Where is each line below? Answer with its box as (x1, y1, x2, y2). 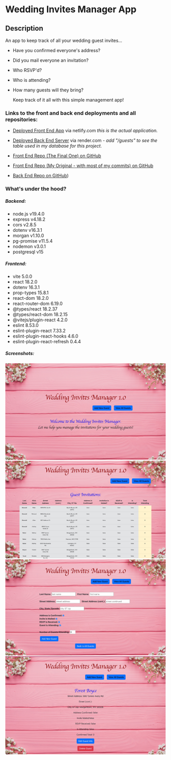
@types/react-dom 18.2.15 (12, 312, 68, 318)
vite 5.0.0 (12, 273, 33, 279)
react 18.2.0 (12, 279, 38, 285)
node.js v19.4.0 (12, 211, 45, 217)
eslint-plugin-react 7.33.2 (12, 328, 66, 334)
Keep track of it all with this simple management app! (12, 97, 124, 103)
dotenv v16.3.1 (12, 227, 42, 233)
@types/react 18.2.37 (12, 306, 58, 312)
